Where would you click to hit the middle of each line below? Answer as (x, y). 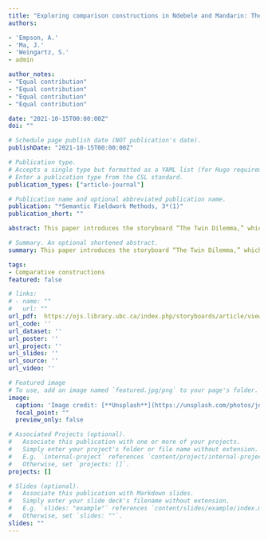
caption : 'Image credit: (57, 405)
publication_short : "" (46, 214)
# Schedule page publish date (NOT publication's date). (105, 141)
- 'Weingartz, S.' (39, 53)
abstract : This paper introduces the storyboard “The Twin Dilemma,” (126, 229)
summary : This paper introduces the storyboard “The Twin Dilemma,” (124, 250)
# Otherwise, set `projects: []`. (69, 464)
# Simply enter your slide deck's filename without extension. (119, 501)
